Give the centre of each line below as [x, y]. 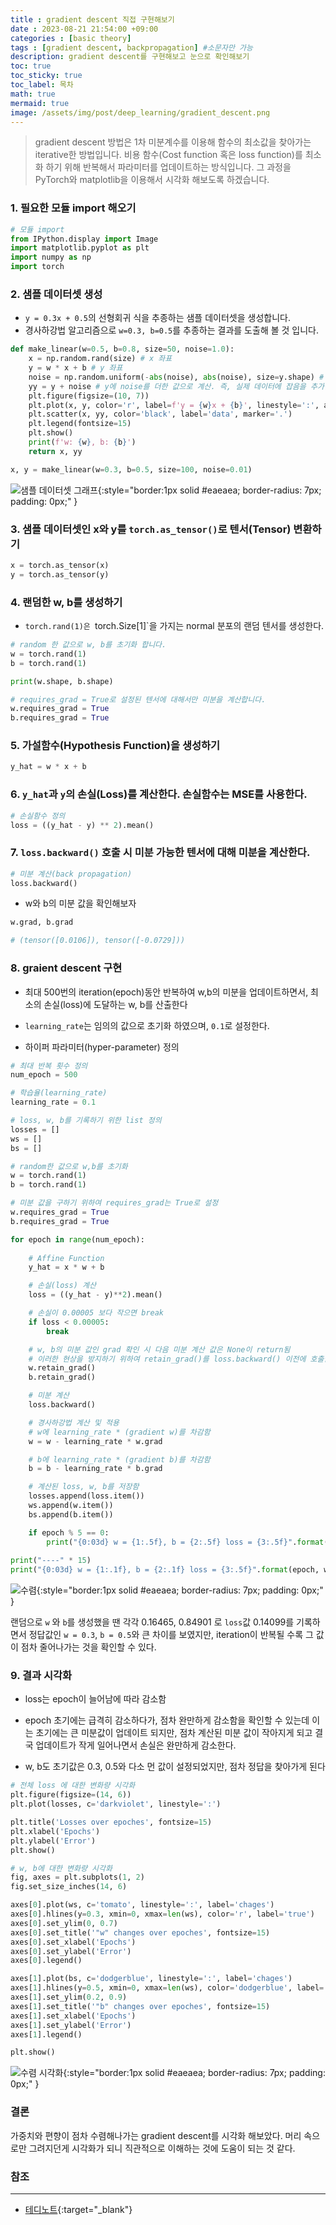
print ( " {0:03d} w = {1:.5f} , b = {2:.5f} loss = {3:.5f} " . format [185, 1542]
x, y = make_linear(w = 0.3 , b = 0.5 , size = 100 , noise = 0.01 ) [131, 469]
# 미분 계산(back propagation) [71, 874]
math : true [33, 94]
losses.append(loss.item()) [86, 1496]
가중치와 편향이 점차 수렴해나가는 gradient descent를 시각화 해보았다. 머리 [156, 2135]
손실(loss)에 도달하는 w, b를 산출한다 [115, 1004]
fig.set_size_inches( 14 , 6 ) [69, 1887]
